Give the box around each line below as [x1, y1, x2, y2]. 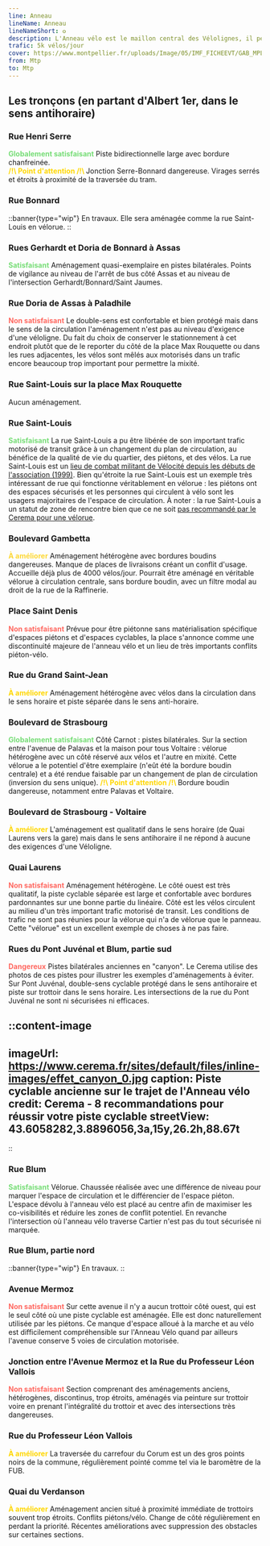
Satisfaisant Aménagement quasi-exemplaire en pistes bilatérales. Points [8, 260, 252, 270]
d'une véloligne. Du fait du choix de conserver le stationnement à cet [8, 333, 237, 343]
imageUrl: [8, 1046, 59, 1060]
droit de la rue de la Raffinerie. [8, 585, 108, 595]
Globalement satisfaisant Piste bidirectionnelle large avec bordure [8, 149, 230, 159]
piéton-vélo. [8, 650, 49, 659]
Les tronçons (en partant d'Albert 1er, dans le [8, 94, 239, 108]
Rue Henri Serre [8, 131, 72, 142]
